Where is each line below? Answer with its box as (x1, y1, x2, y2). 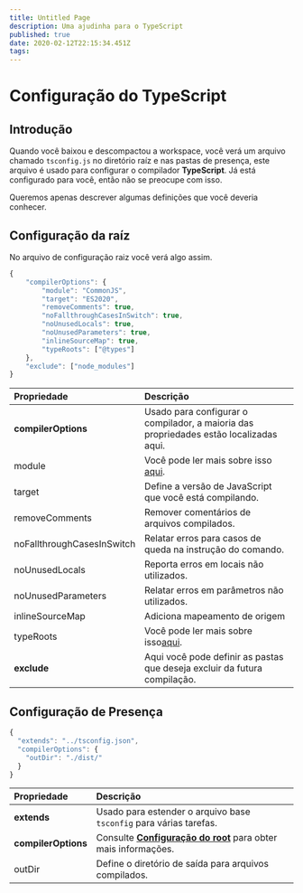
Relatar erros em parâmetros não (143, 584, 284, 597)
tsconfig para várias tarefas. (96, 817, 218, 830)
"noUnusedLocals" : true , (41, 320, 135, 329)
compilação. (143, 673, 197, 686)
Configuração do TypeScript (9, 86, 227, 107)
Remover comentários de (143, 506, 251, 519)
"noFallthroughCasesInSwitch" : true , (41, 311, 183, 321)
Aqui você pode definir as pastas (143, 651, 284, 663)
